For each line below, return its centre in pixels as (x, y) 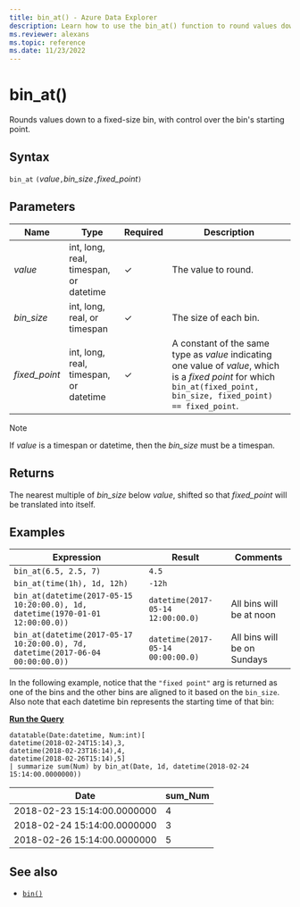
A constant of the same (221, 343)
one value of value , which (225, 365)
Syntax (29, 157)
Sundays (249, 659)
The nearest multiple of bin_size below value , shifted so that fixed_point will (148, 495)
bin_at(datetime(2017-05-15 (73, 596)
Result (185, 558)
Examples (37, 532)
